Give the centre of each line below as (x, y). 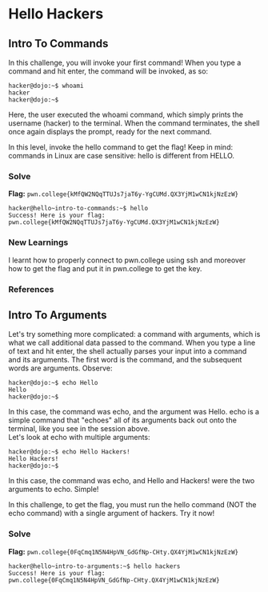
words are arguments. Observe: (60, 368)
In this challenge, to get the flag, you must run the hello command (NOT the (133, 505)
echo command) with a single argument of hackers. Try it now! (112, 514)
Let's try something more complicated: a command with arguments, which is (134, 334)
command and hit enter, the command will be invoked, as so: (108, 71)
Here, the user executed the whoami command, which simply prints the (126, 114)
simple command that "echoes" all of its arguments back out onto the (123, 420)
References (31, 289)
